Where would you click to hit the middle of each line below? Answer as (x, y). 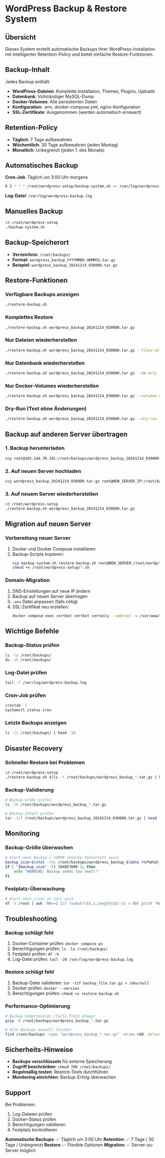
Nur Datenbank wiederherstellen (45, 363)
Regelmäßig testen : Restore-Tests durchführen (60, 1072)
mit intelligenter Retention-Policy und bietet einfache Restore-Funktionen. (79, 54)
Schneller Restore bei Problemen (45, 762)
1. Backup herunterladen (35, 448)
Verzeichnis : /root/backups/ (41, 254)
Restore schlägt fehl (29, 972)
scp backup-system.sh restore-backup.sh (54, 563)
